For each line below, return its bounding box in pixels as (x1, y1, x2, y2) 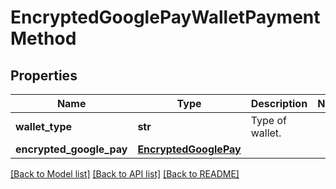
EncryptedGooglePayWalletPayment (10, 6, 321, 29)
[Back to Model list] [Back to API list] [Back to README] (10, 168, 240, 180)
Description (250, 97, 308, 110)
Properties (10, 67, 78, 84)
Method (10, 27, 77, 50)
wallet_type (15, 120, 72, 133)
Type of (250, 114, 287, 127)
